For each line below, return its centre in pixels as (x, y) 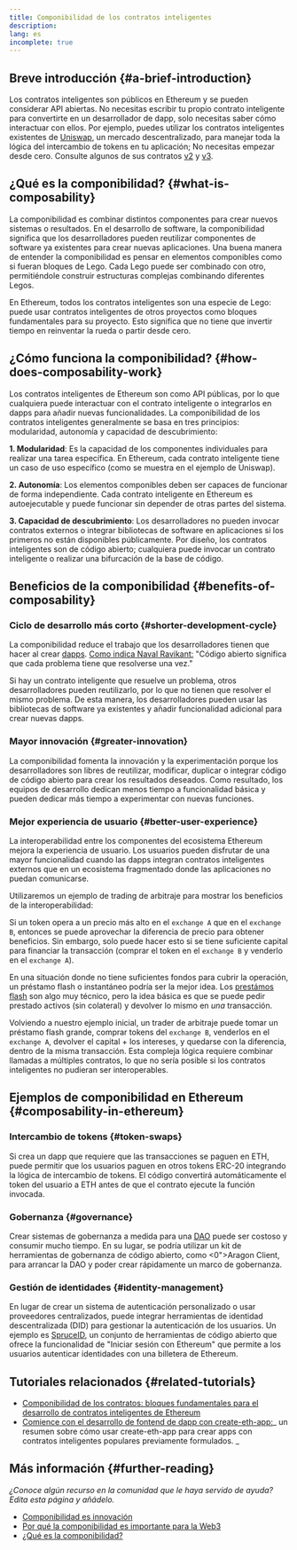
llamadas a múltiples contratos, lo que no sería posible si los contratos (137, 1060)
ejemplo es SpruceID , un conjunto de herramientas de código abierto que (143, 1335)
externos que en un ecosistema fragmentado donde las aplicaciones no (140, 869)
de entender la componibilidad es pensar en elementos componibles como (145, 256)
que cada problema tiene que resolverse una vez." (101, 664)
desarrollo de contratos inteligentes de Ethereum (111, 1412)
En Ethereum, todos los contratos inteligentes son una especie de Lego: (141, 302)
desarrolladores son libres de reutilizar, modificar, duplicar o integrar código (148, 770)
